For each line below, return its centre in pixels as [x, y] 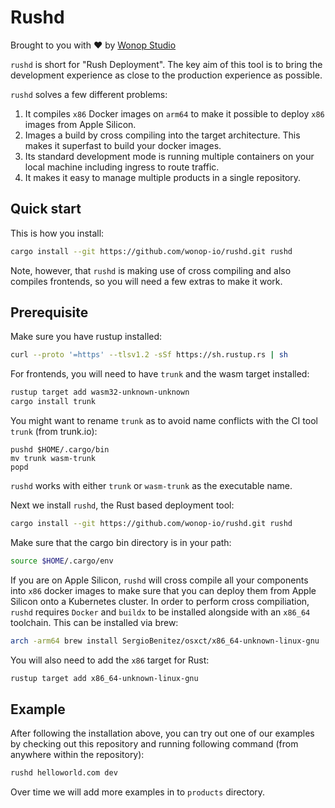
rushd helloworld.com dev [64, 773]
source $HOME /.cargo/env [62, 561]
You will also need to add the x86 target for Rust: [110, 660]
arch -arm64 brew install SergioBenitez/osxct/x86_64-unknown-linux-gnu [165, 641]
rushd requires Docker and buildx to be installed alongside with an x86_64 [160, 612]
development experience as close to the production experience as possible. [166, 75]
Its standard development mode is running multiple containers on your [169, 156]
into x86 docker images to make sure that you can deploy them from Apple [163, 590]
